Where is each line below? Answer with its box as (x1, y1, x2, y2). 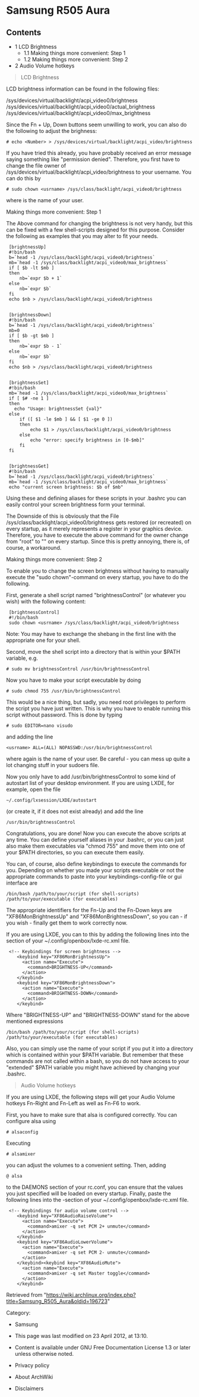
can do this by (6, 175, 41, 182)
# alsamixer (6, 1151, 36, 1157)
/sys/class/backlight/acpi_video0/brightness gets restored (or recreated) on (6, 519, 192, 526)
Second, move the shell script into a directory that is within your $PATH (6, 648, 181, 655)
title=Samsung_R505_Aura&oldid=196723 (6, 1298, 108, 1305)
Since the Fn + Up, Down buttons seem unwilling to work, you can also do (6, 121, 187, 128)
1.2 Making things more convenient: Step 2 (23, 56, 128, 63)
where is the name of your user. (6, 197, 84, 203)
